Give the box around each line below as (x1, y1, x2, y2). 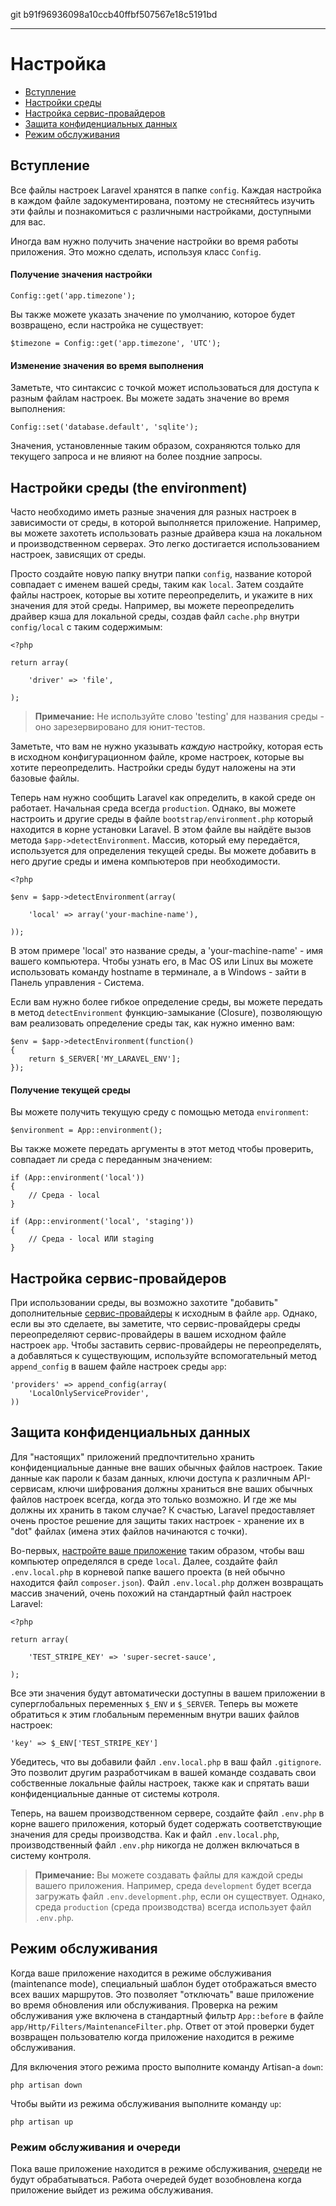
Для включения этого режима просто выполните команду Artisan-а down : (10, 2060, 324, 2073)
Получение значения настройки (10, 269, 153, 281)
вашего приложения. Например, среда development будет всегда (34, 1879, 312, 1891)
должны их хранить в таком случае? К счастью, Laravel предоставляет (10, 1504, 316, 1516)
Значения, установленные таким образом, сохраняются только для (10, 440, 301, 452)
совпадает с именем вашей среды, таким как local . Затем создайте (10, 578, 304, 590)
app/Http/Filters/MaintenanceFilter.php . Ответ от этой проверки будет (10, 2020, 315, 2032)
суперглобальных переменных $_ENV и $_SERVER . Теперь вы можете (10, 1697, 299, 1709)
